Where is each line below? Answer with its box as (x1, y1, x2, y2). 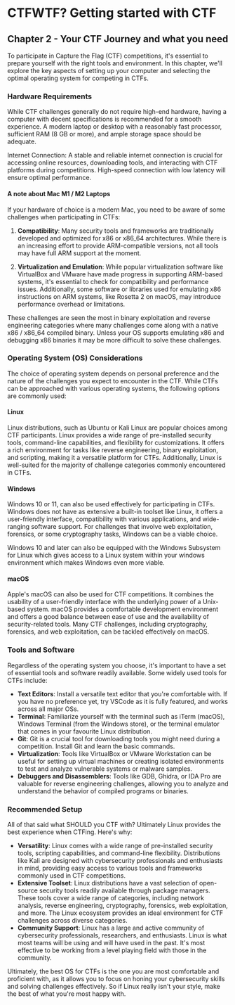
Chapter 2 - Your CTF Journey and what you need (7, 33, 229, 45)
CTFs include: (7, 676, 48, 684)
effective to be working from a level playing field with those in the (17, 946, 207, 954)
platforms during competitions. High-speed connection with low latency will (7, 166, 226, 174)
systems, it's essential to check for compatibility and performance (17, 277, 209, 286)
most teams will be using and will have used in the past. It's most (17, 939, 206, 947)
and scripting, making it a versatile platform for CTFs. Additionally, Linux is (7, 454, 222, 461)
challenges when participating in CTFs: (7, 212, 121, 221)
